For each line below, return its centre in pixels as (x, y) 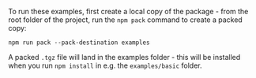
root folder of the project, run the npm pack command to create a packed (125, 20)
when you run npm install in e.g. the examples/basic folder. (105, 65)
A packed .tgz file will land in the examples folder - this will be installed (124, 57)
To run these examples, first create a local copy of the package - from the (128, 11)
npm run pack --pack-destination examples (79, 43)
